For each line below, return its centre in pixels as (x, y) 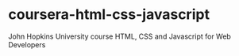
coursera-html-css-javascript (109, 15)
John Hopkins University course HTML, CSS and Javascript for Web (120, 36)
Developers (27, 44)
